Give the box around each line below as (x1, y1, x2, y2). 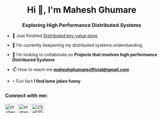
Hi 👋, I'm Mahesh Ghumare (27, 4, 137, 16)
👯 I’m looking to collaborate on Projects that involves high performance (12, 52, 158, 58)
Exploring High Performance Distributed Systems (22, 22, 142, 29)
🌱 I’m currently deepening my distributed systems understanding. (12, 42, 144, 48)
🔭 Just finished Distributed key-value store (12, 33, 98, 39)
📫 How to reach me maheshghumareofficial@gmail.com (12, 67, 129, 73)
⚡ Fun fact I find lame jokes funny (12, 78, 81, 84)
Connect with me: (5, 92, 48, 99)
